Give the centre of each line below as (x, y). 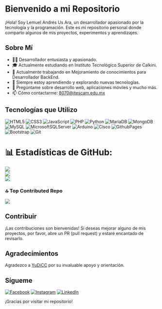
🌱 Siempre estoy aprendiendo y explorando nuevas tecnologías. (76, 82)
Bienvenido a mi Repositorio (63, 9)
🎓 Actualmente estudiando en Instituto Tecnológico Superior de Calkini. (84, 65)
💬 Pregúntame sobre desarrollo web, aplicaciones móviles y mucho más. (85, 87)
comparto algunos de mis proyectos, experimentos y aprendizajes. (72, 32)
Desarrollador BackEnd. (36, 77)
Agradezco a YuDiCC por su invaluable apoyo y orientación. (65, 265)
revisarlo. (14, 238)
